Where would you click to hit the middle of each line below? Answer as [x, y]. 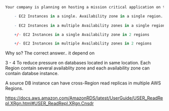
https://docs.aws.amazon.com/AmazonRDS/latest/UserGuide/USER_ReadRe [84, 98]
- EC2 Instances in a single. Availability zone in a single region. [89, 16]
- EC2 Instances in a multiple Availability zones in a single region [90, 25]
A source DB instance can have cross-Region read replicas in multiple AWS [83, 83]
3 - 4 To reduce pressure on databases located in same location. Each [78, 63]
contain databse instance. [32, 73]
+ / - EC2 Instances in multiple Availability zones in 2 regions [83, 43]
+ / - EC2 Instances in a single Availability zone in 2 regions [82, 34]
